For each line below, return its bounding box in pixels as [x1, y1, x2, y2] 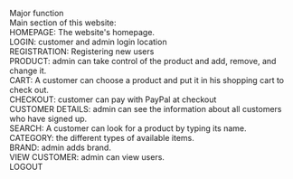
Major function [9, 8, 64, 18]
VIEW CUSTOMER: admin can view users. [9, 152, 165, 162]
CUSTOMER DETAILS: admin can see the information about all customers [9, 104, 282, 114]
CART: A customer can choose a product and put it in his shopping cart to [9, 75, 285, 85]
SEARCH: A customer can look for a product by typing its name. [9, 123, 247, 134]
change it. [9, 65, 47, 76]
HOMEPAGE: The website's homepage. [9, 27, 156, 37]
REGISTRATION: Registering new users [9, 46, 155, 57]
